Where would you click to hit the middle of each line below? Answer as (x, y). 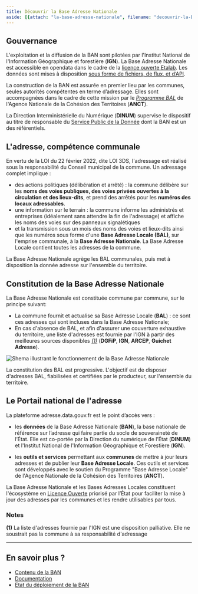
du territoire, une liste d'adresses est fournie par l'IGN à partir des (95, 334)
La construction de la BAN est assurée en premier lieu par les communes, (95, 86)
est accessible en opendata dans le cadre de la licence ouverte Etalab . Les (97, 68)
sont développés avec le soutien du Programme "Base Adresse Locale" (101, 469)
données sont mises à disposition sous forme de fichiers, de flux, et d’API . (96, 74)
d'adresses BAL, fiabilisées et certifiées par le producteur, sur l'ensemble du (99, 376)
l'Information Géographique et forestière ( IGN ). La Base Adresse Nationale (96, 61)
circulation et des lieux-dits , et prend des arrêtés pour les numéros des (103, 198)
